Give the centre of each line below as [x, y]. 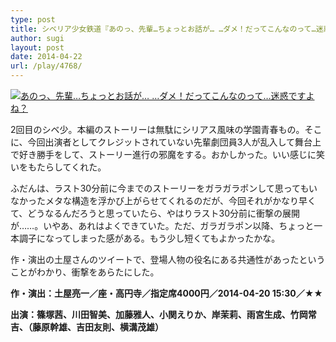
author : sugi [37, 38]
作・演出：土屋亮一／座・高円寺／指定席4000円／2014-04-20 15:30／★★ [166, 293]
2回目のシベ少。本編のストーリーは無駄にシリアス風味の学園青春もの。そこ [166, 129]
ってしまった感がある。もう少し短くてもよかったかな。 [167, 238]
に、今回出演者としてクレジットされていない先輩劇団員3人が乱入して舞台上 [166, 142]
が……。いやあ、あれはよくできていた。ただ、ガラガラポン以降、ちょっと [162, 225]
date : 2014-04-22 [46, 57]
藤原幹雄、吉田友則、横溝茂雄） [97, 327]
